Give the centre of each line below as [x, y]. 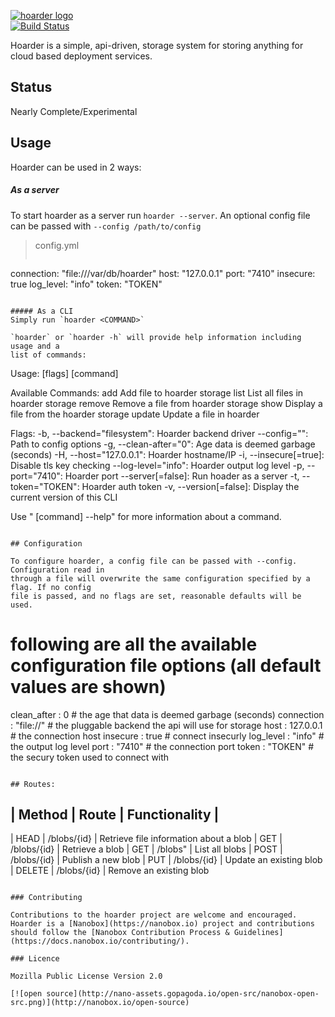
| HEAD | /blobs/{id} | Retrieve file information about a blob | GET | [146, 839]
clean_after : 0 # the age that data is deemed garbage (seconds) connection [167, 714]
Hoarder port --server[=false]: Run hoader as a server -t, [182, 476]
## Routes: [33, 784]
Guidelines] [258, 933]
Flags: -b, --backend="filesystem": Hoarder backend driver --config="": [159, 433]
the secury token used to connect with [90, 757]
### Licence [35, 959]
